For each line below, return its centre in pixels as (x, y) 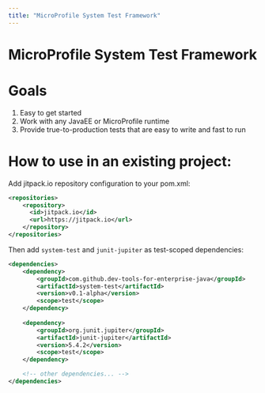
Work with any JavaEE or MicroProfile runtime (95, 121)
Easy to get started (50, 112)
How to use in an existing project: (120, 161)
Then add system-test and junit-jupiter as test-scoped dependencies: (126, 249)
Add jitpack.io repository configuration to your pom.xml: (99, 183)
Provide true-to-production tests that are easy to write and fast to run (133, 129)
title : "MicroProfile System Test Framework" (84, 15)
